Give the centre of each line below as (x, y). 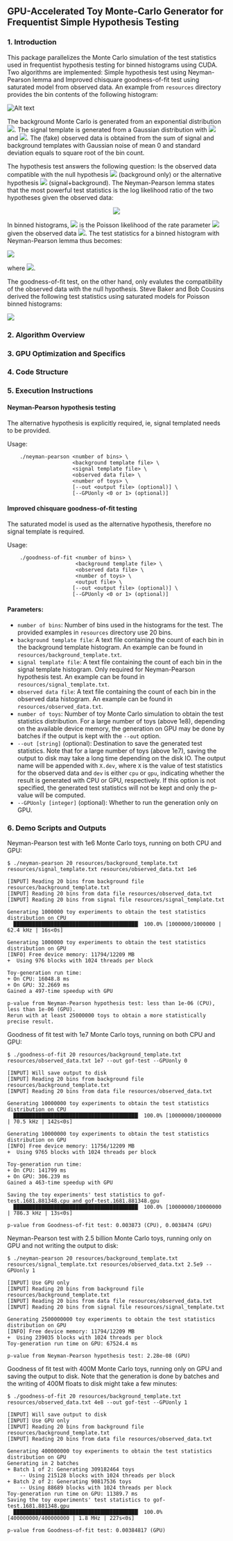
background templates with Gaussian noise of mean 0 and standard (104, 145)
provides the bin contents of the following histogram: (83, 94)
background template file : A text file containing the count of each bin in (120, 639)
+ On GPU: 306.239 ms (38, 1177)
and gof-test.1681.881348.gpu (116, 1201)
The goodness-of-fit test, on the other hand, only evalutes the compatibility (115, 281)
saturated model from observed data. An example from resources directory (114, 87)
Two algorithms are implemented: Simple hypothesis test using (97, 72)
